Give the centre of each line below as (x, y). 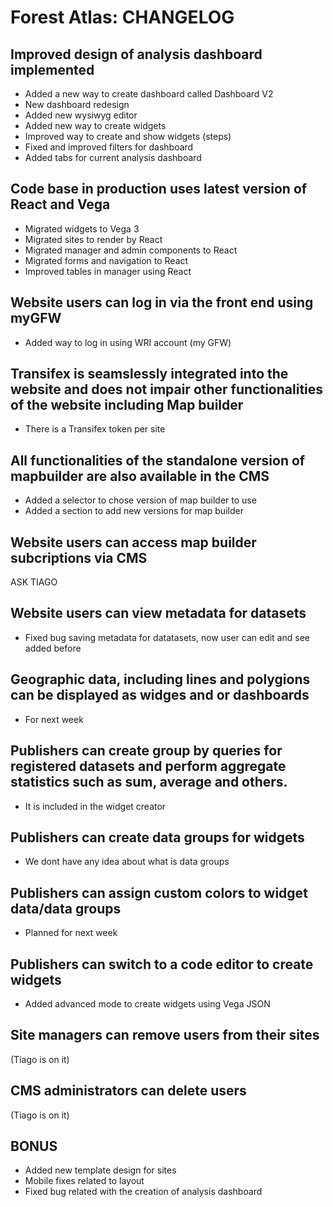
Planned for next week (71, 933)
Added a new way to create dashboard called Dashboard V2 (149, 94)
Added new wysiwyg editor (81, 115)
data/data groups (66, 908)
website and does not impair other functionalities (167, 389)
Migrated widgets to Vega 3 (82, 228)
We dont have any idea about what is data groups (127, 862)
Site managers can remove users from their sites (165, 1035)
